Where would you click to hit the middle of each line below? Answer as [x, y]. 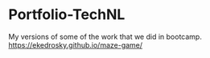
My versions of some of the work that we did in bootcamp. [105, 37]
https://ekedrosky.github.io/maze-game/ [76, 44]
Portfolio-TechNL [67, 15]
